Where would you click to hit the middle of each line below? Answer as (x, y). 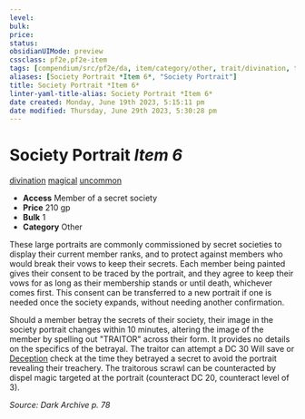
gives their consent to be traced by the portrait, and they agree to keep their (152, 274)
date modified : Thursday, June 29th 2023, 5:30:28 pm (113, 111)
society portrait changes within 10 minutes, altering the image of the (137, 330)
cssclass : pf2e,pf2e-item (58, 60)
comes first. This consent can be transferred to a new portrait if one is (141, 293)
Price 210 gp (46, 208)
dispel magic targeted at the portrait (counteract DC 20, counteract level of (149, 378)
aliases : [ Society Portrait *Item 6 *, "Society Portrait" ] (123, 77)
